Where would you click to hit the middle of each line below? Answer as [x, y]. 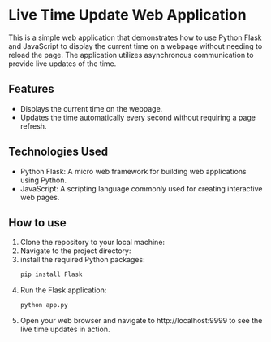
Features [31, 89]
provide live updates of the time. [62, 64]
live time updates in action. [65, 329]
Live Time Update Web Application [127, 15]
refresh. [33, 126]
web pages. [40, 197]
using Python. [43, 180]
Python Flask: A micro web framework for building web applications [133, 171]
